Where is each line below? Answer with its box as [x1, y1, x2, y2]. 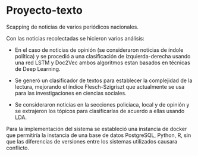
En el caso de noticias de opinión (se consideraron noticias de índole [14, 46, 184, 54]
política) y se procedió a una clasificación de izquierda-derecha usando [14, 52, 191, 60]
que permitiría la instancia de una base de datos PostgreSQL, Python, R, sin [6, 132, 191, 139]
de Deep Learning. [14, 65, 61, 72]
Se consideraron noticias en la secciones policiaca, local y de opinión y [14, 101, 190, 108]
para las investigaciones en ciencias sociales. [14, 89, 127, 96]
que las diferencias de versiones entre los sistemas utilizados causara [6, 138, 178, 145]
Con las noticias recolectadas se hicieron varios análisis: [6, 35, 144, 42]
